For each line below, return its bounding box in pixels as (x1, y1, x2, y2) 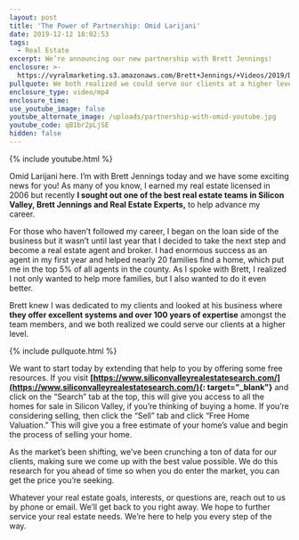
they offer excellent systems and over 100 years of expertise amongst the (9, 309, 287, 320)
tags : (9, 37, 29, 47)
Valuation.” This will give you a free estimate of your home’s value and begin (9, 420, 288, 430)
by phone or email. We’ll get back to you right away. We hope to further (9, 501, 271, 512)
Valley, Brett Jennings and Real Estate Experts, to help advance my (9, 199, 261, 209)
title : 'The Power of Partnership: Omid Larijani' (9, 21, 201, 30)
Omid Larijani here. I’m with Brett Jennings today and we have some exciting (9, 170, 289, 181)
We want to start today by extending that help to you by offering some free (9, 363, 283, 373)
